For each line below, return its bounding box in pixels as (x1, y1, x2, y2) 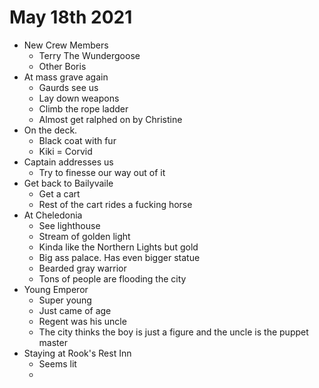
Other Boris (38, 60, 87, 72)
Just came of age (38, 304, 112, 316)
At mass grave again (23, 71, 109, 83)
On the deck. (23, 124, 78, 136)
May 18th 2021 (9, 6, 133, 29)
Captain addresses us (23, 156, 114, 168)
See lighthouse (38, 219, 101, 231)
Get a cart (38, 187, 81, 200)
